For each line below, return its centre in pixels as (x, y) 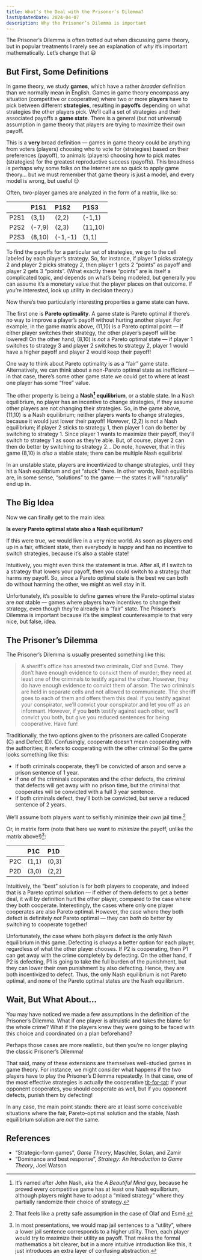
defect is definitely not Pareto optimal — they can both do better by (90, 918)
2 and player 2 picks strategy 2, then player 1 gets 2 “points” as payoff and (99, 265)
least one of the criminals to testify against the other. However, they (105, 679)
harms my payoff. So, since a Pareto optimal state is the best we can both (97, 577)
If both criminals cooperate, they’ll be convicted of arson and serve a (100, 766)
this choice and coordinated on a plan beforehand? (69, 1033)
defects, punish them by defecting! (50, 1095)
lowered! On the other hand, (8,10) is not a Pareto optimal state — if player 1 (100, 339)
